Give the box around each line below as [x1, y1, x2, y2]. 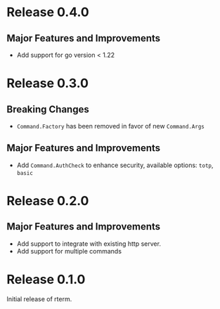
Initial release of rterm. [6, 294, 72, 303]
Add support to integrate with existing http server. [16, 239, 161, 248]
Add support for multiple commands [16, 246, 122, 255]
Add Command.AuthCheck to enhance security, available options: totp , [16, 161, 214, 169]
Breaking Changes [6, 103, 89, 115]
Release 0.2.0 [6, 193, 89, 209]
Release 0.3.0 [6, 75, 89, 91]
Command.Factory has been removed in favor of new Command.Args [16, 122, 205, 130]
